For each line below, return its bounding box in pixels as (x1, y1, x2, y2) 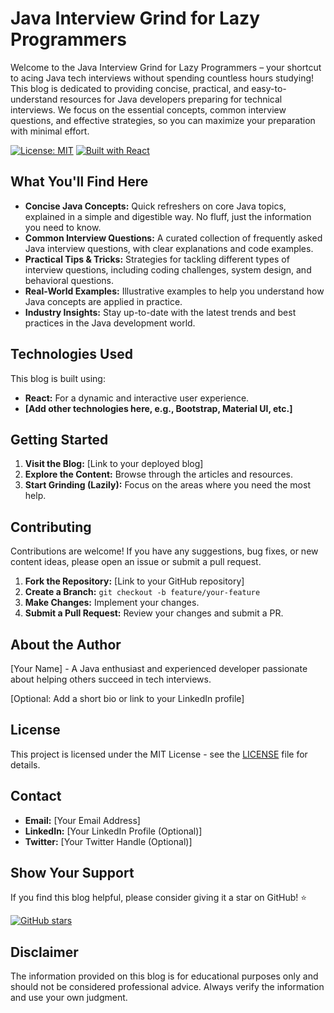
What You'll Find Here (10, 173, 149, 191)
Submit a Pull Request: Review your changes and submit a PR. (24, 607, 284, 619)
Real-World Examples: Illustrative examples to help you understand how (24, 285, 325, 297)
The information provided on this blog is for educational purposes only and (10, 970, 319, 982)
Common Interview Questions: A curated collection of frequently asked (24, 232, 323, 244)
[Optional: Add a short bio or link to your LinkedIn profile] (10, 693, 245, 704)
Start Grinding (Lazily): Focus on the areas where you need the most (24, 479, 311, 491)
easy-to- (251, 82, 287, 94)
